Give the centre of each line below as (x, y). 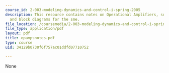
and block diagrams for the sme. (45, 19)
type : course (19, 43)
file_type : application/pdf (35, 29)
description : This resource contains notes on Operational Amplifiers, (82, 15)
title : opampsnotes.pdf (30, 38)
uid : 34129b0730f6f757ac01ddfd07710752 (47, 47)
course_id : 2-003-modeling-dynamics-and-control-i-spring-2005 (73, 10)
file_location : (21, 24)
